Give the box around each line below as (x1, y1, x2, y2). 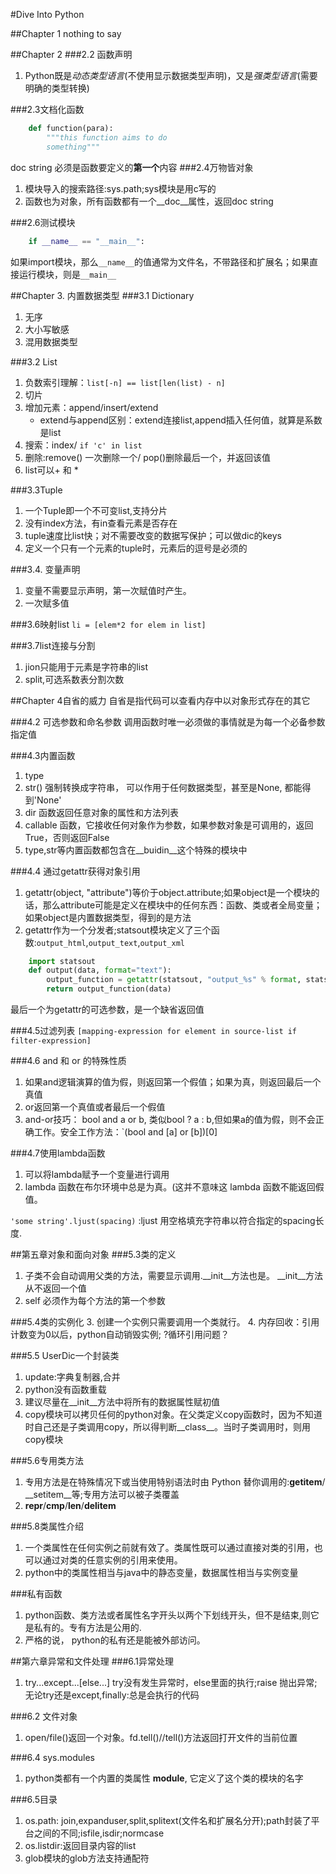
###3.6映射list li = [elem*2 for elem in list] (10, 618, 207, 630)
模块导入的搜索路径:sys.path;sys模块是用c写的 (24, 182, 217, 194)
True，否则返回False (24, 831, 110, 843)
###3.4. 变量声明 (10, 563, 81, 575)
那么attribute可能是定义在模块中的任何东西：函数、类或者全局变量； (42, 899, 323, 911)
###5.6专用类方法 (10, 1455, 84, 1466)
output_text (88, 938, 138, 948)
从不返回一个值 (24, 1282, 87, 1294)
